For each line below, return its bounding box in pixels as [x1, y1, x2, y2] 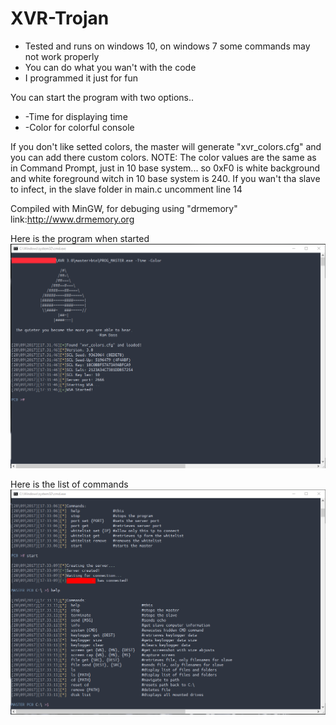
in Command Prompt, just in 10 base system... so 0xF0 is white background [10, 162, 321, 174]
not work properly [24, 50, 100, 62]
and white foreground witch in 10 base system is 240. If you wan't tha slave [10, 172, 321, 184]
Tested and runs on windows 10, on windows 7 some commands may [24, 40, 311, 52]
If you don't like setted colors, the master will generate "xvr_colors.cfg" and [10, 140, 322, 152]
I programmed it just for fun [24, 72, 139, 84]
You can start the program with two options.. [10, 91, 195, 103]
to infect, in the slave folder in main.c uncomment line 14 [10, 183, 243, 195]
